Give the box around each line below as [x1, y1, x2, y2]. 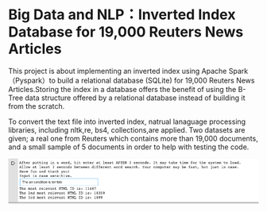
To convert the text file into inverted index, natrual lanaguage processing [8, 117, 246, 126]
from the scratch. [8, 101, 65, 110]
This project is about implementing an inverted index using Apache [8, 66, 227, 75]
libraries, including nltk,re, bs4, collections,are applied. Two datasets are [8, 125, 246, 134]
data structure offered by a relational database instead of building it [25, 93, 246, 102]
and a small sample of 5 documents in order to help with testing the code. [8, 142, 250, 152]
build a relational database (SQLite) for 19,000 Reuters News [56, 75, 255, 85]
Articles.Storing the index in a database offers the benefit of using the [8, 84, 237, 94]
